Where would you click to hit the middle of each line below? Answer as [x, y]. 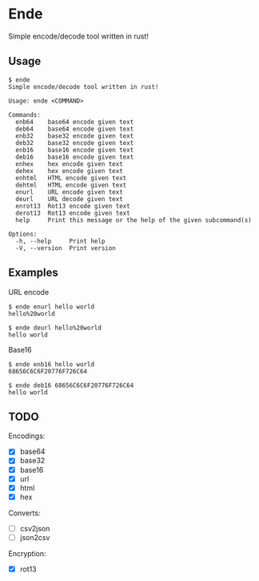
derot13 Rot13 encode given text [73, 213]
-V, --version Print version [66, 248]
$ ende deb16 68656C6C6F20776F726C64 [71, 385]
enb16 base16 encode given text [75, 150]
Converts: [24, 513]
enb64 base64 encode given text [75, 122]
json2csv [35, 537]
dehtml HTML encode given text [71, 185]
